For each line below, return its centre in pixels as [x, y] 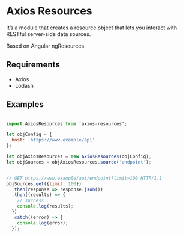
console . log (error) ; [43, 223]
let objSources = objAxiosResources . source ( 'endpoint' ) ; [79, 162]
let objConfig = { [29, 134]
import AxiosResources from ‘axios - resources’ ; [67, 124]
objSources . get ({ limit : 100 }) [44, 184]
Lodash [24, 85]
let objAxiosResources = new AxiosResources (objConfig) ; [79, 157]
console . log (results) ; [45, 206]
